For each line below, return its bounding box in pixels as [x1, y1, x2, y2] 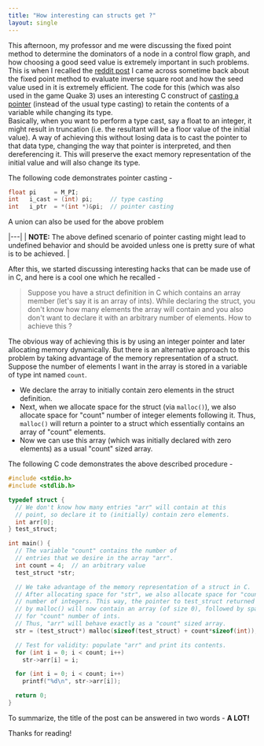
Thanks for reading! [8, 728, 72, 737]
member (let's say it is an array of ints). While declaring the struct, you [27, 296, 255, 306]
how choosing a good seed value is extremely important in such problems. [8, 57, 250, 67]
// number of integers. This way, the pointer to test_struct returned [15, 598, 255, 606]
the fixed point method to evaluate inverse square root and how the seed [8, 74, 244, 84]
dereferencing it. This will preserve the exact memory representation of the [8, 149, 251, 158]
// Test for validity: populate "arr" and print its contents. [15, 641, 226, 649]
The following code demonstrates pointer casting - [8, 173, 173, 182]
